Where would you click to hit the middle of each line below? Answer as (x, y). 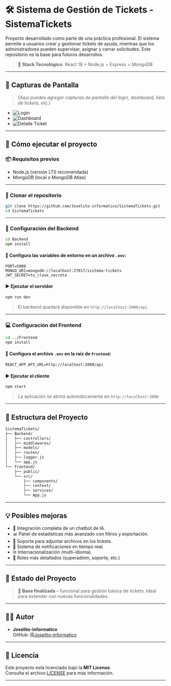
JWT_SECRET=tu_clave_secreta (36, 275)
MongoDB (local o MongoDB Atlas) (49, 177)
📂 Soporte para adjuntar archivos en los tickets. (62, 541)
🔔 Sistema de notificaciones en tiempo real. (58, 546)
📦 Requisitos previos (32, 159)
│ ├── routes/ (22, 453)
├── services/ (38, 490)
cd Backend (17, 239)
